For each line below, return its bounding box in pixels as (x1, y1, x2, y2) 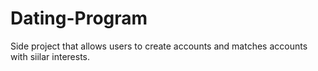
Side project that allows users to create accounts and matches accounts (10, 40, 308, 52)
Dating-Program (10, 7, 148, 30)
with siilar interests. (10, 50, 90, 62)
